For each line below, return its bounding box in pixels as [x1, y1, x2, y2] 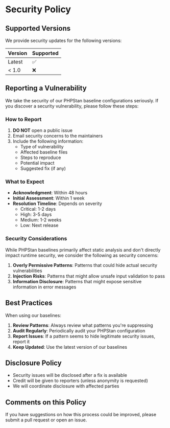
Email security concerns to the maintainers [12, 133, 103, 139]
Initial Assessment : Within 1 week [12, 195, 85, 201]
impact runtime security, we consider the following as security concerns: [5, 252, 159, 258]
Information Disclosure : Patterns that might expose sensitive [12, 278, 142, 284]
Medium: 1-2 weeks [20, 217, 62, 223]
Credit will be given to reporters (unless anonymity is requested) [12, 377, 148, 384]
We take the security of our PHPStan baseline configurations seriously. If [5, 97, 159, 103]
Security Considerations [5, 235, 67, 242]
